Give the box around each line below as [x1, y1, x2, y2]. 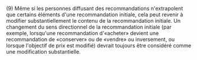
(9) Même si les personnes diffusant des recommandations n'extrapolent [6, 5, 183, 12]
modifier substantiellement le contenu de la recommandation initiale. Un [6, 17, 181, 24]
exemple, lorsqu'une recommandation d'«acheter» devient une [6, 30, 159, 37]
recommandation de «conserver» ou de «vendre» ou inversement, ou [6, 36, 175, 43]
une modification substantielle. [6, 48, 81, 55]
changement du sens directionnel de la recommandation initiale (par [6, 23, 172, 30]
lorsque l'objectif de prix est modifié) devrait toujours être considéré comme [6, 42, 192, 49]
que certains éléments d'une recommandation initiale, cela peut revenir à [6, 11, 183, 18]
